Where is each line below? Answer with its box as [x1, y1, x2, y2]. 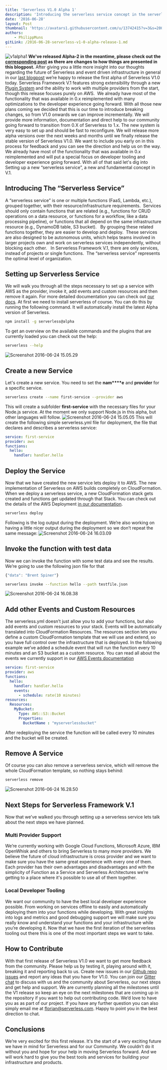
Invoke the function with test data [5, 544, 112, 553]
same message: [5, 530, 38, 536]
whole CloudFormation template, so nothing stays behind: [5, 767, 123, 774]
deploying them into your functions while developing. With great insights [5, 909, 154, 915]
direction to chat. [5, 1011, 40, 1017]
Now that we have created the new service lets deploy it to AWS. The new [5, 480, 157, 486]
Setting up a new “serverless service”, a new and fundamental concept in [5, 164, 156, 170]
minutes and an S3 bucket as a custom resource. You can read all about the [5, 650, 160, 656]
